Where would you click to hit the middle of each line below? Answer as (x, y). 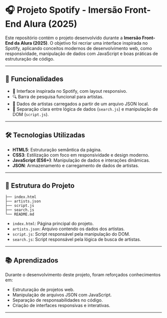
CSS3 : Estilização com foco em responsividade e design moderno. (81, 155)
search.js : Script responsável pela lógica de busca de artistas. (77, 240)
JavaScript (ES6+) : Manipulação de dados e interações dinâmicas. (81, 160)
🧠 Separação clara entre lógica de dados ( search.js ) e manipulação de (85, 109)
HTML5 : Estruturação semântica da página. (57, 149)
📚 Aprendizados (32, 260)
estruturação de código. (30, 59)
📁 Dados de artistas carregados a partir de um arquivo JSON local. (81, 104)
